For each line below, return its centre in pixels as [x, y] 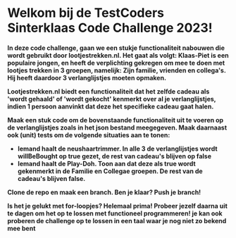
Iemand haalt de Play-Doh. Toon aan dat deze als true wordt [106, 163]
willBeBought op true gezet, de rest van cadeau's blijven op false [114, 156]
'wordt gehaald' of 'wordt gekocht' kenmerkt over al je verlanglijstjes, [112, 99]
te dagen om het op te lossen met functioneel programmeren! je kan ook [115, 213]
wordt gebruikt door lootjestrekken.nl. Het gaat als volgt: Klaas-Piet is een [118, 55]
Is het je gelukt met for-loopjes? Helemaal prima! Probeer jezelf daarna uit [117, 206]
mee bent [21, 228]
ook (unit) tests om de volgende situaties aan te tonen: [89, 134]
